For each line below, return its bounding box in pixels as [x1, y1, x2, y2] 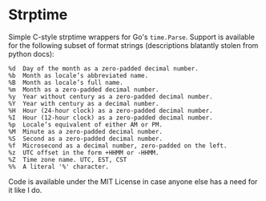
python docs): [8, 49, 54, 58]
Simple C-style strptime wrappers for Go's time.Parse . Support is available [8, 32, 255, 42]
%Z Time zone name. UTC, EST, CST [8, 155, 127, 163]
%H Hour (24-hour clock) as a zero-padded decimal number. [8, 107, 214, 115]
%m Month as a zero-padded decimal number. [8, 86, 159, 94]
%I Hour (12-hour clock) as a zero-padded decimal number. [8, 114, 214, 122]
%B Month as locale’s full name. [8, 78, 124, 86]
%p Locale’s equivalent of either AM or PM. [8, 120, 163, 129]
